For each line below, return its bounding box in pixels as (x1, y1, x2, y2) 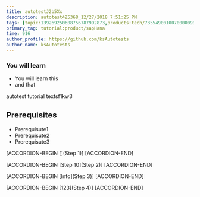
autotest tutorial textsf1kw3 (6, 93, 73, 100)
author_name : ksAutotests (6, 42, 70, 48)
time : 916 (6, 31, 31, 37)
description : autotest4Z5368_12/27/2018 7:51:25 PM (6, 14, 137, 20)
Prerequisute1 (14, 125, 49, 132)
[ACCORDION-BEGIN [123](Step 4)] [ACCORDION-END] (6, 184, 143, 191)
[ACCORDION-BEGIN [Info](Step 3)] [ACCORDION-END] (6, 173, 144, 180)
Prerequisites (6, 110, 57, 120)
